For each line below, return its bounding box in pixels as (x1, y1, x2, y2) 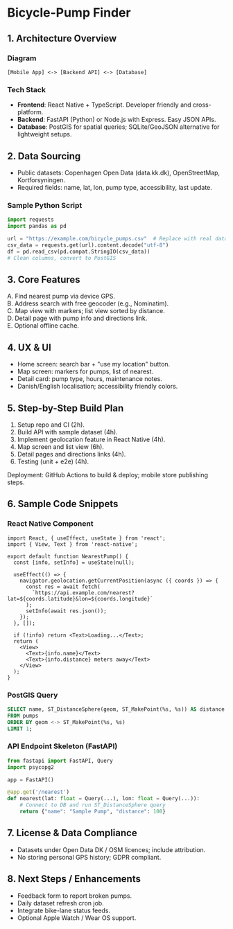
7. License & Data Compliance (7, 827, 137, 839)
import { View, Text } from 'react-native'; (7, 540, 138, 548)
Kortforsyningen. (17, 175, 66, 184)
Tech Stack (7, 85, 46, 94)
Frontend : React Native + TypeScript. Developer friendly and (17, 100, 192, 109)
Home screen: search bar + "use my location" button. (17, 360, 171, 369)
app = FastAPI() (7, 776, 54, 784)
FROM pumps (7, 712, 39, 719)
